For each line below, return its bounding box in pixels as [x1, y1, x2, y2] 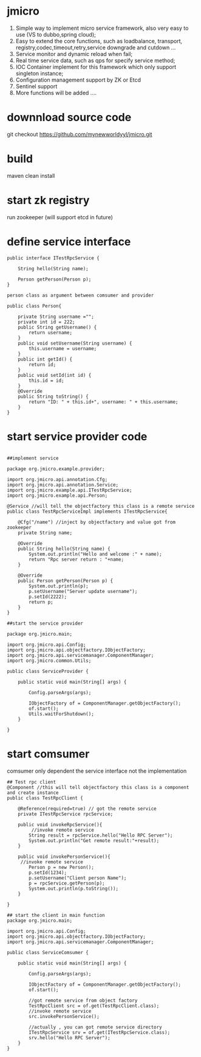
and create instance [7, 790, 60, 796]
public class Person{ [7, 303, 62, 309]
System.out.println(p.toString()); [29, 885, 119, 891]
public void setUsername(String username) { [18, 340, 132, 346]
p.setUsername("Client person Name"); [29, 875, 127, 881]
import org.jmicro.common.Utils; [7, 658, 92, 664]
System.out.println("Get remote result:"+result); [29, 837, 160, 844]
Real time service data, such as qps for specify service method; [15, 57, 175, 64]
